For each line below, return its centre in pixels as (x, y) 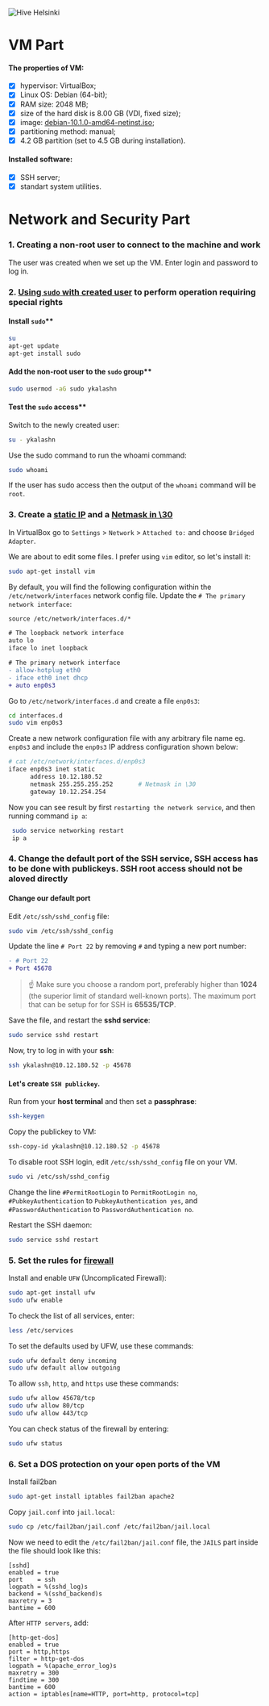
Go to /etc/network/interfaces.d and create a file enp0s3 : (104, 700)
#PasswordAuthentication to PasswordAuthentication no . (101, 1209)
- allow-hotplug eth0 (45, 670)
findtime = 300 (34, 1680)
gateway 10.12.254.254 (68, 792)
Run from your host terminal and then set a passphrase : (103, 1102)
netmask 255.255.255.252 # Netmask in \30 (113, 784)
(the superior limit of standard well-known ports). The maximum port (142, 996)
